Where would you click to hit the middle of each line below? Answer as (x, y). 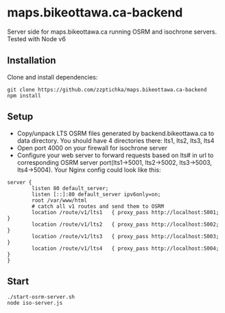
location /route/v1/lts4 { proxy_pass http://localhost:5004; (126, 248)
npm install (24, 95)
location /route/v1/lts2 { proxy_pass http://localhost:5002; (126, 224)
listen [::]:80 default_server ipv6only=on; (96, 194)
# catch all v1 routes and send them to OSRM (98, 206)
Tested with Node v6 (37, 38)
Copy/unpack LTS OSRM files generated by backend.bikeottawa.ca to (116, 133)
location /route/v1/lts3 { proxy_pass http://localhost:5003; (126, 236)
